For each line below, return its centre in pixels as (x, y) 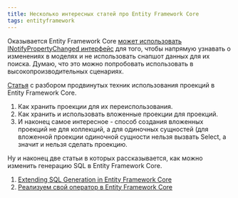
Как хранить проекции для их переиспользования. (95, 106)
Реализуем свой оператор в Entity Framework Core (95, 187)
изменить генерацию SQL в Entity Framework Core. (85, 165)
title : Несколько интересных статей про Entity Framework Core (103, 14)
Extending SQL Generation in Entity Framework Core (95, 179)
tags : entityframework (41, 21)
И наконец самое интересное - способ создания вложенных (110, 121)
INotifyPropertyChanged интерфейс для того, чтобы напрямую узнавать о (119, 48)
